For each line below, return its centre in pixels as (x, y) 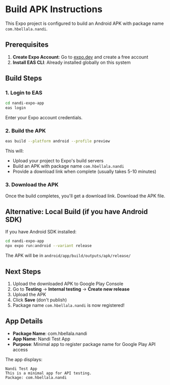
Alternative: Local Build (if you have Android (77, 212)
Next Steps (23, 272)
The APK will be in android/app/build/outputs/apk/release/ (68, 256)
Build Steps (24, 78)
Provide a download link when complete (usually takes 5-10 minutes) (84, 171)
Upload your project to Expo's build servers (58, 161)
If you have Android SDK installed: (41, 232)
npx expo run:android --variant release (49, 246)
